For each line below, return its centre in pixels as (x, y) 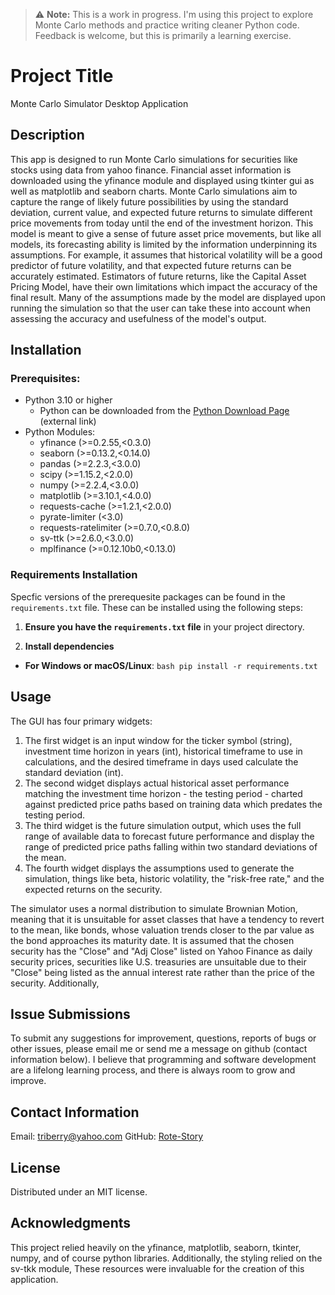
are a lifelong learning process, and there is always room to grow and (153, 1070)
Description (47, 135)
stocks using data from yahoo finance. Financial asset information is (151, 170)
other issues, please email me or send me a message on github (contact (159, 1049)
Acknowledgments (71, 1223)
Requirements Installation (74, 575)
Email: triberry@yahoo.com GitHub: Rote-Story (107, 1136)
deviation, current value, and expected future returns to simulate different (161, 212)
